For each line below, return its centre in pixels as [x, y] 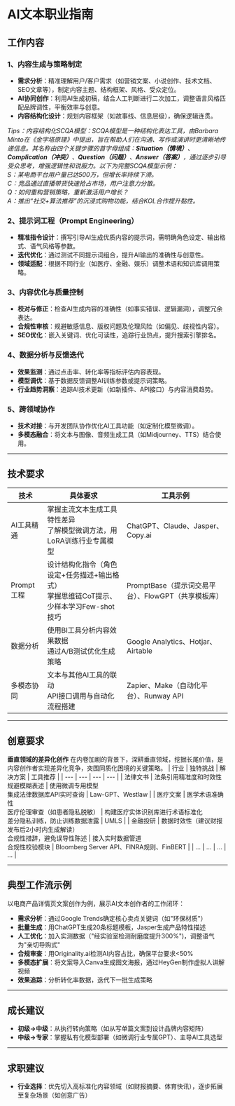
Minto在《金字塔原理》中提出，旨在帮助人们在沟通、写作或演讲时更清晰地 [114, 139]
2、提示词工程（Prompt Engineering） [73, 220]
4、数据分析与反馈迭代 [45, 355]
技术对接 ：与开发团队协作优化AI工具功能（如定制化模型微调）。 [108, 426]
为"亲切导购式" [39, 945]
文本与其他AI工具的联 [82, 675]
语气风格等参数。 [54, 246]
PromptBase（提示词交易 [168, 585]
